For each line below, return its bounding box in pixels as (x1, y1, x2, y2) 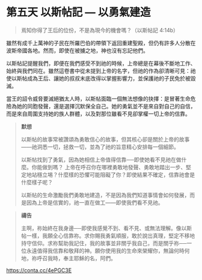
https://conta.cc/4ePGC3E (6, 266, 72, 274)
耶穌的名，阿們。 (73, 254, 116, 262)
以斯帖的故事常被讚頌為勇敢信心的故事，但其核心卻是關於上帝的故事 (20, 135, 190, 143)
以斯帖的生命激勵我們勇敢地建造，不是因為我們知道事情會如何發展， (20, 191, 190, 199)
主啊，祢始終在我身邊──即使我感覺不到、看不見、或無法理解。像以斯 (20, 224, 192, 232)
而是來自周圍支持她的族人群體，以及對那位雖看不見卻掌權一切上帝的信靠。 (6, 110, 191, 117)
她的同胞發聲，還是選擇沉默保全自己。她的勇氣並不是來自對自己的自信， (16, 102, 196, 110)
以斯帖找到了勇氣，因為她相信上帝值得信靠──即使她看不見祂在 (20, 156, 176, 163)
